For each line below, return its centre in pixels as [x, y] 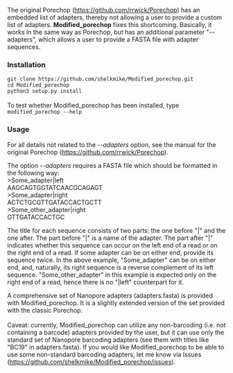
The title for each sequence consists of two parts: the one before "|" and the [116, 230]
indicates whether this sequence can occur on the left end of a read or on [112, 245]
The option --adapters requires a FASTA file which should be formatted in [112, 165]
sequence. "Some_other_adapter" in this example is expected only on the [112, 275]
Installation [27, 64]
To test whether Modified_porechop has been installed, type [93, 105]
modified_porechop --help [44, 112]
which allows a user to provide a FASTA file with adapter [118, 40]
